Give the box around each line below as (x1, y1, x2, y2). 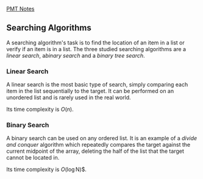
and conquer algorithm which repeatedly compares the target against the (6, 141, 191, 149)
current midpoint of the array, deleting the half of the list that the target (6, 147, 184, 155)
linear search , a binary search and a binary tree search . (6, 52, 145, 59)
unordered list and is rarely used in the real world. (6, 94, 131, 101)
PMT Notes (6, 5, 35, 12)
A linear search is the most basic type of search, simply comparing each (6, 81, 188, 88)
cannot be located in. (6, 154, 60, 161)
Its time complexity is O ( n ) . (6, 106, 74, 113)
